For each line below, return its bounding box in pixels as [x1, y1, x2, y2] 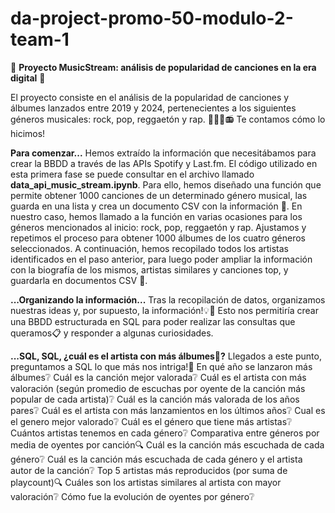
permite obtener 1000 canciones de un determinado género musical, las [10, 189, 308, 201]
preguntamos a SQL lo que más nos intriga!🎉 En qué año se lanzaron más [10, 360, 313, 372]
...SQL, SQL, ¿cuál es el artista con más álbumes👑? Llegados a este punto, [10, 350, 322, 362]
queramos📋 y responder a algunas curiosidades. [10, 327, 214, 339]
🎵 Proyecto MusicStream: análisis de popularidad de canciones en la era [10, 61, 317, 73]
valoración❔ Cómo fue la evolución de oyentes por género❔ [10, 490, 255, 502]
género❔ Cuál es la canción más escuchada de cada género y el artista [10, 453, 303, 465]
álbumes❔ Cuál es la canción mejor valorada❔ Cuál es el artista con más [10, 371, 307, 383]
